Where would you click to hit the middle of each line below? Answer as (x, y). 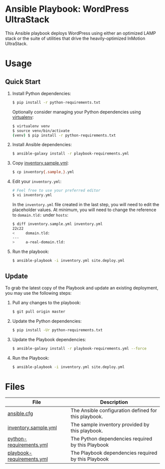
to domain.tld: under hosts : (40, 215)
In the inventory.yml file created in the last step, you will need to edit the (86, 204)
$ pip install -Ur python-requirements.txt (57, 330)
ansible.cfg (20, 413)
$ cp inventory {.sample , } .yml (43, 172)
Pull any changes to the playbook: (46, 303)
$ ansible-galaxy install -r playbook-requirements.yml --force (79, 348)
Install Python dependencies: (41, 93)
